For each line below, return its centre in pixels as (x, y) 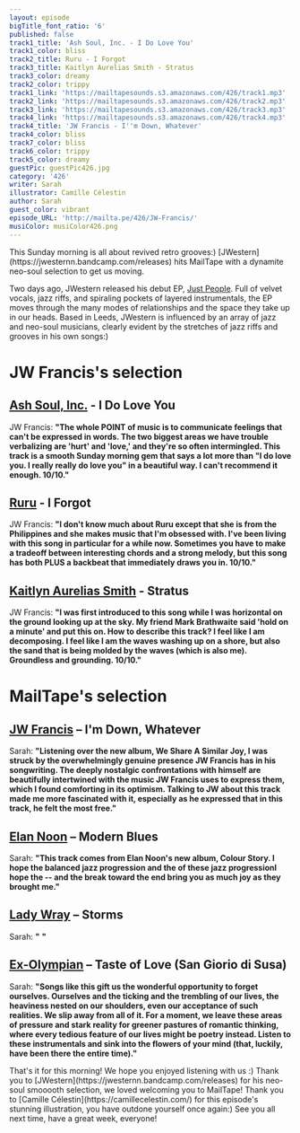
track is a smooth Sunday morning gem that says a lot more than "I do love (150, 455)
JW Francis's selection (96, 372)
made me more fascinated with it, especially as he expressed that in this (146, 799)
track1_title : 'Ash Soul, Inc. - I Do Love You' (102, 43)
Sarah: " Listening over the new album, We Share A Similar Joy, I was (139, 751)
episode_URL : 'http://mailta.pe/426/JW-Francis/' (104, 218)
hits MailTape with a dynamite (229, 261)
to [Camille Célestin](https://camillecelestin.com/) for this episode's (134, 1099)
